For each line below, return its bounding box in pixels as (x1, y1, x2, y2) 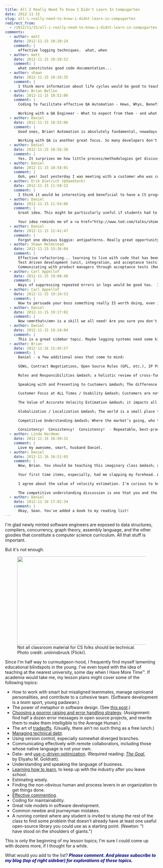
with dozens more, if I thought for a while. (5, 843, 88, 849)
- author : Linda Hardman (9, 432, 60, 437)
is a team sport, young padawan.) (12, 699, 80, 705)
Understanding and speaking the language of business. (12, 761, 123, 767)
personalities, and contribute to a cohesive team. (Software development (12, 694, 158, 700)
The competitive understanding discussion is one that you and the (17, 490, 158, 495)
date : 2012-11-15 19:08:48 (14, 273, 68, 278)
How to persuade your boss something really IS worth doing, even (17, 301, 155, 306)
